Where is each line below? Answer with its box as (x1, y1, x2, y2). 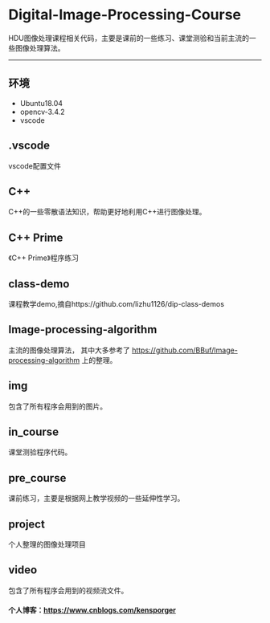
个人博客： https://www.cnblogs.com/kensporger (8, 605, 177, 615)
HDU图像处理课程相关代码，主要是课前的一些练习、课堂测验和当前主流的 (8, 33, 249, 43)
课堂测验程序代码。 (8, 447, 72, 457)
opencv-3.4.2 (19, 107, 66, 116)
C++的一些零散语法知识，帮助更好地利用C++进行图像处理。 (8, 207, 207, 217)
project (8, 517, 46, 531)
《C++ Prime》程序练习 (8, 253, 79, 263)
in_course (8, 426, 59, 439)
